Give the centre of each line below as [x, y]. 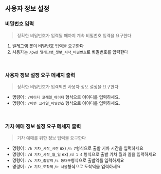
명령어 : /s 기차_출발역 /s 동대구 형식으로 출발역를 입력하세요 [68, 160]
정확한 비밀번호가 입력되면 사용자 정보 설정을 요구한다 [68, 86]
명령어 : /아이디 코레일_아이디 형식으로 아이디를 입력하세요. [66, 97]
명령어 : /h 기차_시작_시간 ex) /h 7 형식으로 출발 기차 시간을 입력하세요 [78, 148]
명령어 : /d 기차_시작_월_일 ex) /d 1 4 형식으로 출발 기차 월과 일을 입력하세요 [84, 155]
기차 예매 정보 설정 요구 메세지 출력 [43, 126]
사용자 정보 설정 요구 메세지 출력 [40, 75]
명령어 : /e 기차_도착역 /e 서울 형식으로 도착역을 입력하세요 [66, 167]
